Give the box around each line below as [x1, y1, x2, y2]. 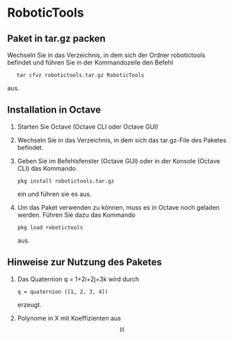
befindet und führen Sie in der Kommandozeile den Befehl [7, 58, 174, 67]
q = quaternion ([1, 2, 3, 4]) [17, 288, 109, 295]
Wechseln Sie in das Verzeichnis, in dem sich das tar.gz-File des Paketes [17, 135, 227, 144]
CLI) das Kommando [17, 164, 77, 172]
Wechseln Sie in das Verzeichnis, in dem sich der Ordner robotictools [7, 51, 206, 59]
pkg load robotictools [17, 224, 83, 231]
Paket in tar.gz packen [7, 33, 106, 44]
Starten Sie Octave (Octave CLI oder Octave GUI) [17, 122, 159, 131]
